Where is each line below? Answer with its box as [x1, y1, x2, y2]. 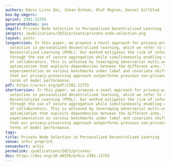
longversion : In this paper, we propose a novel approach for [5, 40, 139, 46]
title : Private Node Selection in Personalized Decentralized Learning [5, 135, 159, 140]
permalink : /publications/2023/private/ [5, 149, 92, 154]
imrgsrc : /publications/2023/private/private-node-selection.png [5, 31, 146, 36]
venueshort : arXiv [5, 144, 44, 149]
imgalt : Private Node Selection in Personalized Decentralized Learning [5, 26, 162, 31]
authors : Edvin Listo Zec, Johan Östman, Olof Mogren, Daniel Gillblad [5, 7, 159, 13]
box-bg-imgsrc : [5, 12, 37, 17]
